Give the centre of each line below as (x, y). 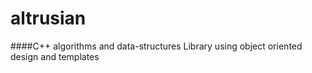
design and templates (55, 56)
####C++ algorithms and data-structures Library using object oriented (156, 46)
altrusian (48, 18)
